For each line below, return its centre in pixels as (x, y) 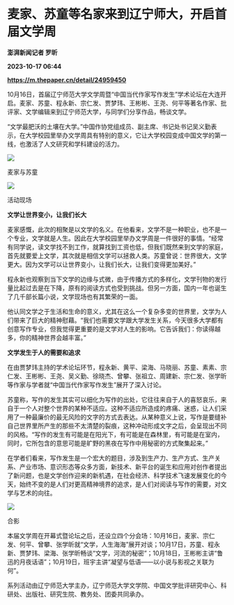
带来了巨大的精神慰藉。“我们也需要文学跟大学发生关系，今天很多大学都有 (118, 320)
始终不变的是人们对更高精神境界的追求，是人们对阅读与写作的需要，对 (120, 484)
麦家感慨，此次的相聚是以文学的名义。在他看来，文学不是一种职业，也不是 (114, 229)
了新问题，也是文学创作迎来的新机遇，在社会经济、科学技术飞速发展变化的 (114, 475)
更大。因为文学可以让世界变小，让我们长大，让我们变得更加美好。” (102, 264)
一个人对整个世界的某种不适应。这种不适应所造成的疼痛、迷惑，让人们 (120, 408)
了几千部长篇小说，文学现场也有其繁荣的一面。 (74, 297)
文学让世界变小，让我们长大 (47, 214)
